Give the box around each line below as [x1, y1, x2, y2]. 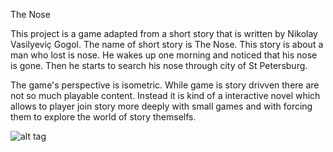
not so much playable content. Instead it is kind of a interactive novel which [10, 90, 321, 101]
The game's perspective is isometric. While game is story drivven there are [10, 79, 320, 91]
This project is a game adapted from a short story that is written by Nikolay [10, 28, 318, 39]
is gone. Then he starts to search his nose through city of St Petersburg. [10, 60, 308, 71]
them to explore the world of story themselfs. [10, 111, 197, 123]
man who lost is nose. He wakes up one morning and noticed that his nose [10, 49, 318, 61]
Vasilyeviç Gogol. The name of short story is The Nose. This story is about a [10, 39, 324, 50]
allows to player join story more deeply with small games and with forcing [10, 100, 313, 112]
